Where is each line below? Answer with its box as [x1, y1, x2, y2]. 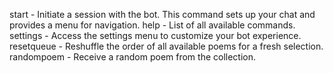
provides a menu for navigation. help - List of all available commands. [9, 19, 296, 31]
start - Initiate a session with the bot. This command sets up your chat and [9, 9, 316, 20]
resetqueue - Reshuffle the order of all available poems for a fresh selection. [9, 40, 324, 52]
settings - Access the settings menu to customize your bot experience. [9, 30, 302, 41]
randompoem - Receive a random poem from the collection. [9, 51, 257, 63]
